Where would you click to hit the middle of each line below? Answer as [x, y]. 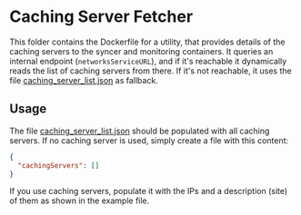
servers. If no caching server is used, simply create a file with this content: [149, 140]
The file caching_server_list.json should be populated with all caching [140, 131]
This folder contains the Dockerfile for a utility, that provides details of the [147, 42]
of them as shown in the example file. [80, 200]
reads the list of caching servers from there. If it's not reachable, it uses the [151, 71]
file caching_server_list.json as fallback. [84, 80]
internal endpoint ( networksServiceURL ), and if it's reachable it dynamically [148, 61]
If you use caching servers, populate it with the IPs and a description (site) [149, 191]
